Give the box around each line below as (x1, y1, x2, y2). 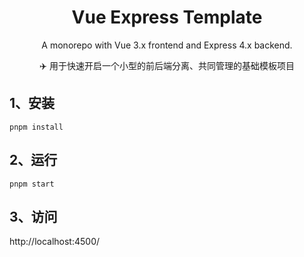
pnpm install (9, 122, 64, 132)
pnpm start (9, 179, 55, 189)
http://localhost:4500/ (9, 236, 101, 248)
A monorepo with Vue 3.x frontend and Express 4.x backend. (41, 39, 293, 51)
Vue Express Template (71, 6, 263, 29)
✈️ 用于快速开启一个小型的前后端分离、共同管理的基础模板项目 (39, 59, 295, 71)
